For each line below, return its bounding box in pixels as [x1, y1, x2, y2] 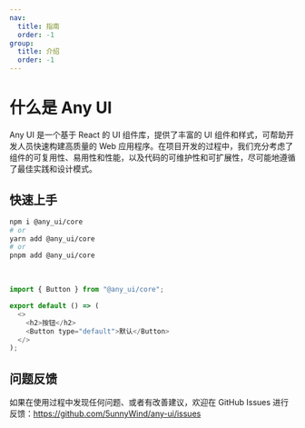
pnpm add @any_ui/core [9, 251, 95, 260]
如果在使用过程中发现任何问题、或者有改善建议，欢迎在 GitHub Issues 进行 [9, 397, 289, 408]
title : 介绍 [17, 47, 61, 56]
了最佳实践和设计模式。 [9, 163, 97, 174]
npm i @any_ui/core [9, 217, 84, 226]
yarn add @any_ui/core [9, 234, 95, 244]
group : [9, 38, 34, 48]
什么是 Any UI [9, 97, 113, 118]
